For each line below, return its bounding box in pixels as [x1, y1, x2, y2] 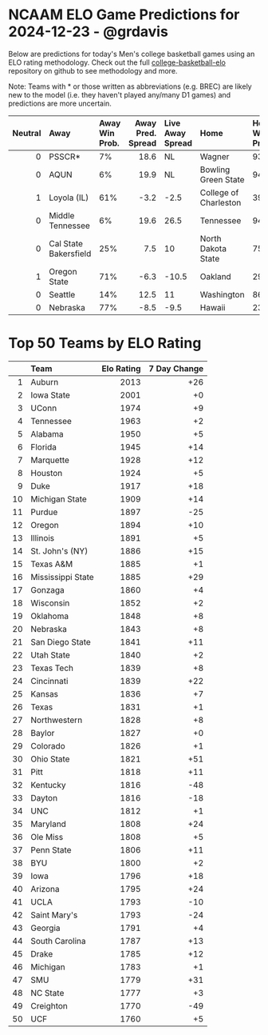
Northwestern [30, 714, 83, 725]
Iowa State [30, 390, 70, 401]
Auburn [30, 376, 59, 387]
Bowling [199, 164, 231, 175]
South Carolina [30, 935, 86, 946]
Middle [49, 210, 75, 221]
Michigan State [30, 494, 88, 505]
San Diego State [30, 636, 92, 647]
